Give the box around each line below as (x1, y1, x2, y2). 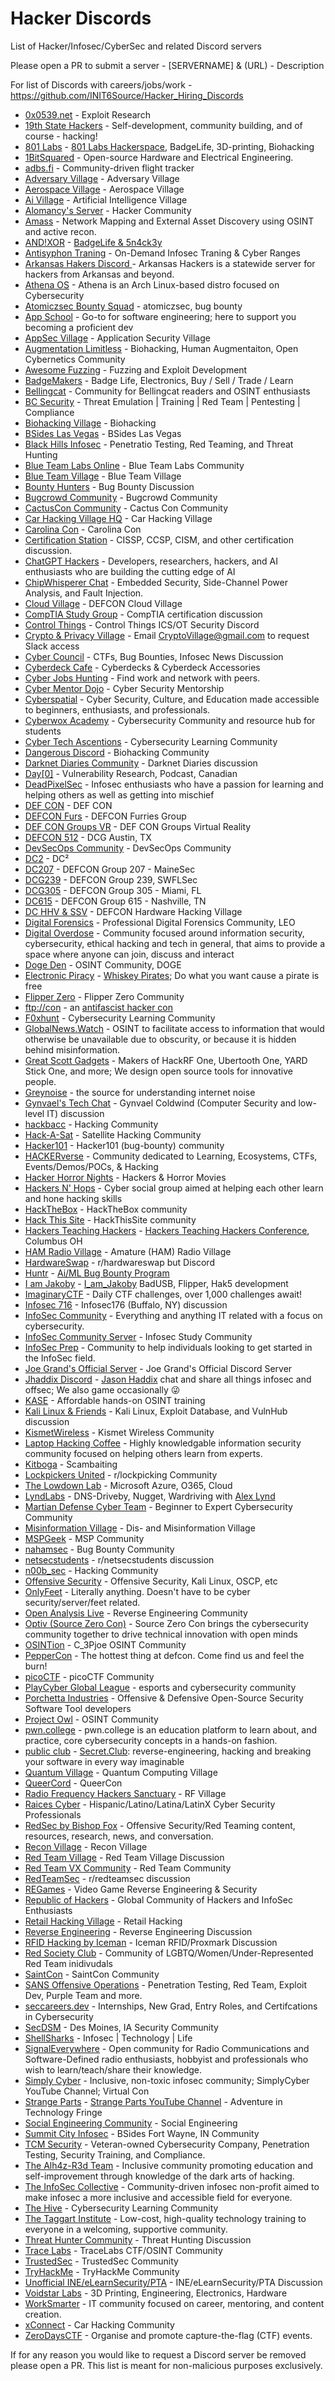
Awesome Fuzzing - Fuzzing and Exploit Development (24, 363, 248, 376)
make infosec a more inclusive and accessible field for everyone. (24, 2191, 293, 2203)
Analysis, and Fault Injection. (24, 587, 144, 599)
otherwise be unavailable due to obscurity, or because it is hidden (24, 1033, 297, 1045)
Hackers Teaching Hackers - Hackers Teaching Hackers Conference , (24, 1224, 310, 1236)
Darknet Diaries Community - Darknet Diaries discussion (24, 757, 258, 769)
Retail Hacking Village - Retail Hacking (24, 1915, 183, 1927)
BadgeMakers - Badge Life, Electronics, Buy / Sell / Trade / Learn (24, 374, 294, 386)
